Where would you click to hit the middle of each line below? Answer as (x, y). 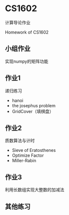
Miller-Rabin (24, 161)
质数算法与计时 (20, 141)
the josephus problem (34, 105)
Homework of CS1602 (27, 32)
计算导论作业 (18, 22)
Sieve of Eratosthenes (34, 150)
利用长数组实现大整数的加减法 (34, 190)
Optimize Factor (28, 155)
